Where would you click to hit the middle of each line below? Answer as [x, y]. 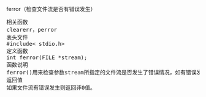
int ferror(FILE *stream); [47, 58]
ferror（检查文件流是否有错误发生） [51, 9]
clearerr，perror [32, 30]
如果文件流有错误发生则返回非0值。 [51, 88]
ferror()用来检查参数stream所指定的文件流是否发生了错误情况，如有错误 [102, 72]
